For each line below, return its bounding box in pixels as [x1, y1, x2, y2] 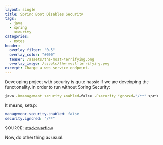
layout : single [5, 7, 36, 12]
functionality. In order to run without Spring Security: [5, 84, 110, 90]
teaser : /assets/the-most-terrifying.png [9, 57, 95, 62]
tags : [5, 16, 16, 21]
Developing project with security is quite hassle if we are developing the [5, 79, 149, 85]
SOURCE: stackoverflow [5, 125, 53, 131]
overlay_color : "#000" [9, 52, 55, 57]
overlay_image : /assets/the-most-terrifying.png [9, 61, 110, 66]
